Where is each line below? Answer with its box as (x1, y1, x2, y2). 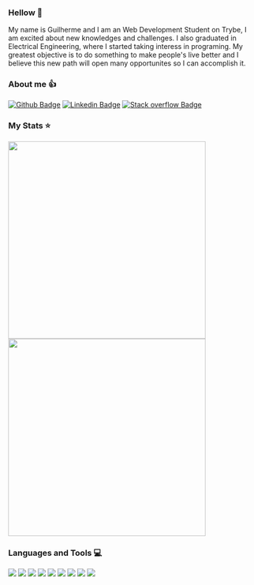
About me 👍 (8, 79, 57, 90)
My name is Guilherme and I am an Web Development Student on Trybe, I (8, 25, 247, 35)
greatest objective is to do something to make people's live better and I (8, 51, 239, 60)
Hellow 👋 (8, 7, 43, 18)
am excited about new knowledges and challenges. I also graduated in (8, 33, 237, 43)
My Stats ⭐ (8, 120, 51, 131)
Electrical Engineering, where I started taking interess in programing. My (8, 42, 243, 51)
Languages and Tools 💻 (8, 547, 103, 558)
